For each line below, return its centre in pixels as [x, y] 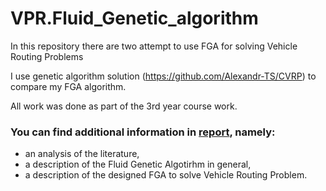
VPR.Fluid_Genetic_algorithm [134, 18]
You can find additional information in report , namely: [143, 132]
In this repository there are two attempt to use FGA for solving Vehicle [154, 46]
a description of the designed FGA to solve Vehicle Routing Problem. [166, 175]
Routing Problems [47, 56]
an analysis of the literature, [82, 154]
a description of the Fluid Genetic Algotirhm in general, [138, 164]
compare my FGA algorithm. [68, 86]
